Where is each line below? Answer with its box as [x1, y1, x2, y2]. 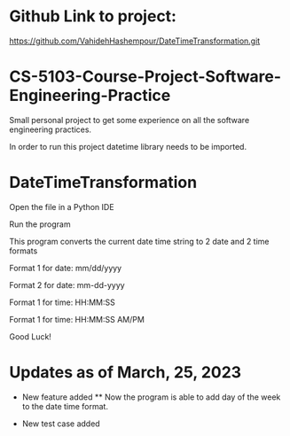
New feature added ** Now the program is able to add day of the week [21, 392, 281, 402]
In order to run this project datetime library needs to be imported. [9, 141, 247, 152]
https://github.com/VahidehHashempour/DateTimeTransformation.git [9, 35, 261, 46]
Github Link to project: [9, 6, 177, 27]
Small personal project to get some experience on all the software [9, 114, 250, 125]
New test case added [21, 418, 100, 429]
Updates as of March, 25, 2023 [9, 362, 242, 382]
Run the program [9, 219, 71, 230]
